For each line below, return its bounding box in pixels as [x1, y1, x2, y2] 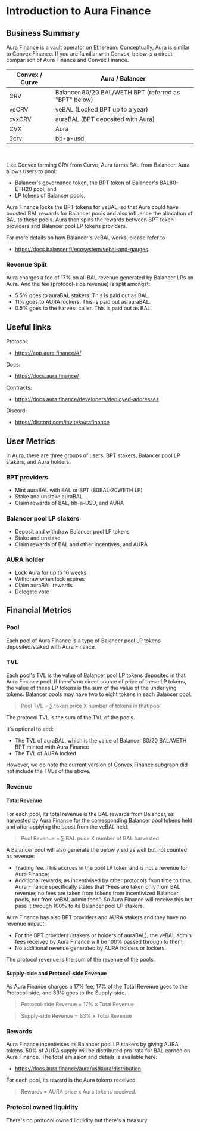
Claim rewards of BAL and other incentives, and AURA [14, 540, 148, 547]
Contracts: [6, 384, 32, 392]
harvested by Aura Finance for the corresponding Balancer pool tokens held [6, 817, 192, 824]
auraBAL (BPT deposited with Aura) [55, 115, 155, 123]
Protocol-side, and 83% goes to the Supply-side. [6, 989, 126, 996]
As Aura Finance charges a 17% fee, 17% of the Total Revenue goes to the [6, 983, 187, 990]
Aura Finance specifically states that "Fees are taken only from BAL [14, 883, 180, 890]
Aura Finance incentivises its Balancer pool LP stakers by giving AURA [6, 1040, 179, 1048]
